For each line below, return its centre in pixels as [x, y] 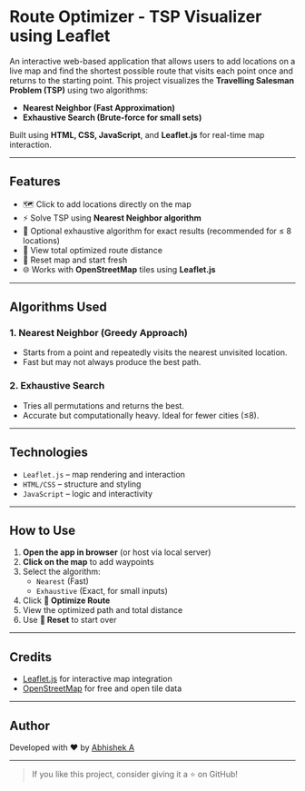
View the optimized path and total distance [103, 610]
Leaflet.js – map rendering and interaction [104, 474]
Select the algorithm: [62, 572]
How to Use [43, 530]
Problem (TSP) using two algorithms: [79, 90]
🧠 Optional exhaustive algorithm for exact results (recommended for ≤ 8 [157, 231]
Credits [31, 657]
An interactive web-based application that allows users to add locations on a [152, 61]
